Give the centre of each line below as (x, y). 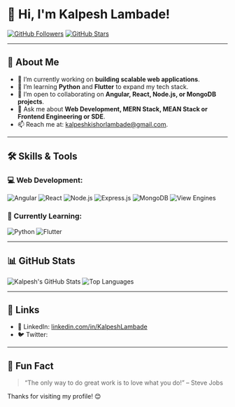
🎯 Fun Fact (30, 366)
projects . (30, 102)
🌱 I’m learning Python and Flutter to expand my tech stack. (103, 86)
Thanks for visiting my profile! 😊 (54, 396)
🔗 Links (23, 310)
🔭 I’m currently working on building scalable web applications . (109, 79)
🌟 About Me (33, 62)
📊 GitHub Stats (41, 261)
